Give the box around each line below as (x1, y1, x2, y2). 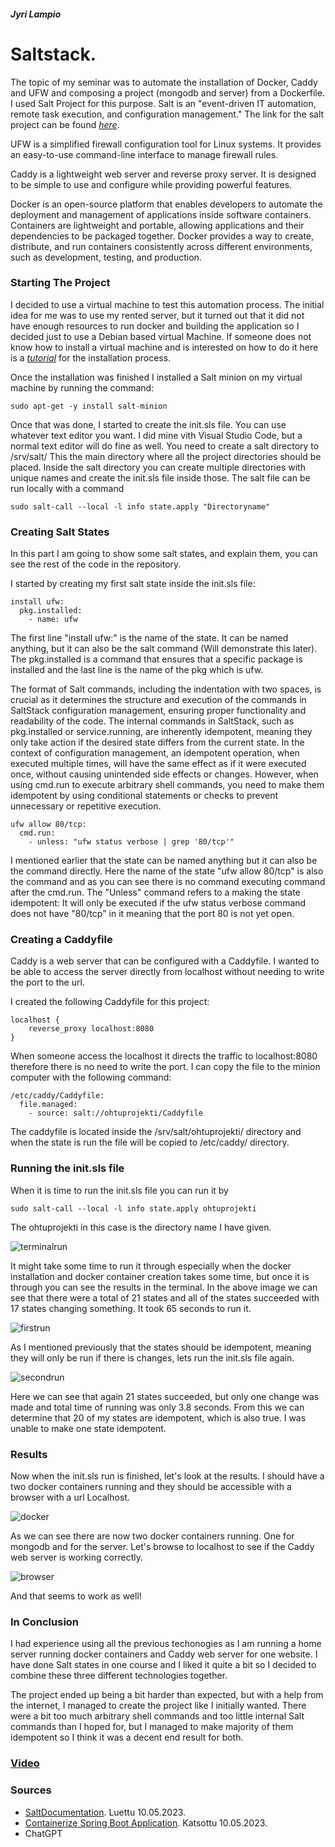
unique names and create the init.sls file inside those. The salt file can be (10, 471, 311, 484)
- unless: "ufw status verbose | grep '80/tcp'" (28, 837, 235, 847)
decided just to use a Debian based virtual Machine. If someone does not (10, 330, 312, 342)
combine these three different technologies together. (10, 1670, 228, 1682)
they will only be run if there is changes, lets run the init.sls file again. (10, 1351, 295, 1364)
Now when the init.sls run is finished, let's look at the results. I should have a (10, 1470, 325, 1482)
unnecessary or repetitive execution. (10, 800, 162, 812)
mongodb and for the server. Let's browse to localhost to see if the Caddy (10, 1541, 315, 1553)
